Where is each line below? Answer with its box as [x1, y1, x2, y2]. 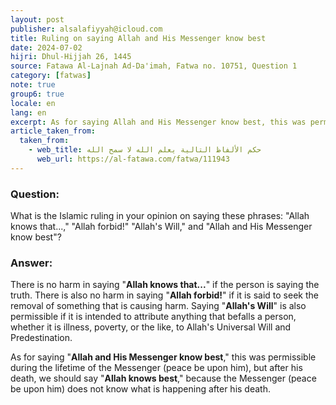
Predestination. [10, 332, 73, 344]
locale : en [10, 98, 56, 108]
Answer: [10, 256, 53, 270]
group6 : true [10, 89, 65, 99]
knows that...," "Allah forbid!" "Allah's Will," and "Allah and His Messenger [10, 221, 313, 233]
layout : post [10, 14, 65, 25]
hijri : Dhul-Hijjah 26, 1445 [10, 52, 132, 62]
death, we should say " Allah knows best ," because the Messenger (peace [10, 372, 317, 385]
